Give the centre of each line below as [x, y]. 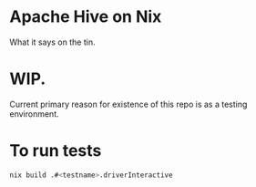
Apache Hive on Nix [86, 17]
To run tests [56, 151]
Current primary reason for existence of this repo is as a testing [128, 104]
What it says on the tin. [52, 42]
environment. [34, 114]
